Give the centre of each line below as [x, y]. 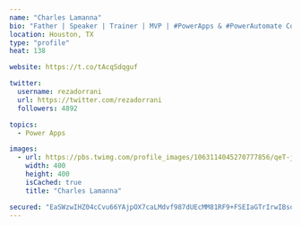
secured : [26, 207]
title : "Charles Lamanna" [74, 191]
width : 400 [46, 166]
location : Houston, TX [52, 34]
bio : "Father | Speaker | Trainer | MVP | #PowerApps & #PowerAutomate [146, 26]
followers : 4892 [47, 109]
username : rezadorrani [60, 91]
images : [24, 149]
